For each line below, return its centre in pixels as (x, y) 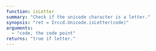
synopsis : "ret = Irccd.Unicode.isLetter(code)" (68, 22)
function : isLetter (30, 11)
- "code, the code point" (44, 33)
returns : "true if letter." (41, 39)
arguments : (20, 28)
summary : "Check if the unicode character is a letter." (78, 17)
